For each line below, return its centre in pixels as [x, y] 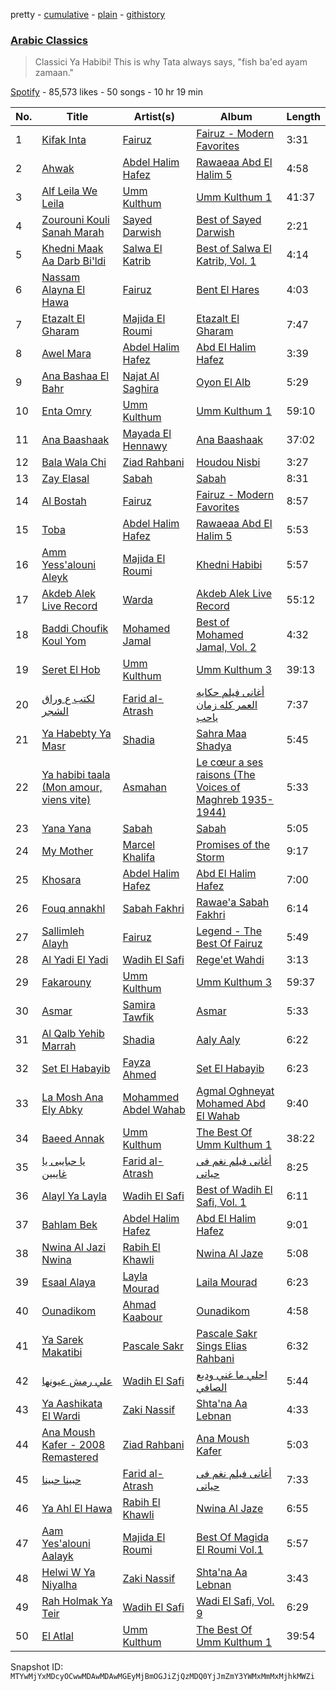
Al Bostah [64, 501]
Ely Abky [62, 1110]
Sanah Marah [73, 232]
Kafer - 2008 [73, 1445]
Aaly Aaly [218, 1040]
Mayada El [147, 434]
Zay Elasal [65, 479]
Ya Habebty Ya [76, 734]
